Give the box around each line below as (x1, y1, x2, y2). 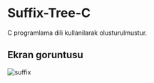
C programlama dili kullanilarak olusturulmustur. (7, 28, 148, 37)
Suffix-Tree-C (7, 5, 91, 21)
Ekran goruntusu (7, 49, 83, 61)
